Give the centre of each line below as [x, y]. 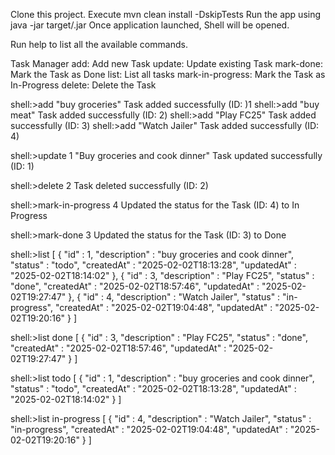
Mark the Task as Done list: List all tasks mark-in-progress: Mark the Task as [168, 74]
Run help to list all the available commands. [99, 44]
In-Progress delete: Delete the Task [83, 85]
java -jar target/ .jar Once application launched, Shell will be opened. [150, 25]
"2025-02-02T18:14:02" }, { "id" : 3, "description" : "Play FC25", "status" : [162, 275]
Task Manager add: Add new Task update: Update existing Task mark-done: [166, 63]
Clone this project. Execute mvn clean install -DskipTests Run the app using [166, 14]
